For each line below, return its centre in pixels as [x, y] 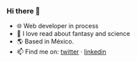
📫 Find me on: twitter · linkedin [62, 52]
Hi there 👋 [24, 11]
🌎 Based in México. [45, 41]
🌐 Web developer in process [57, 26]
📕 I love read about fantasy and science [73, 34]
